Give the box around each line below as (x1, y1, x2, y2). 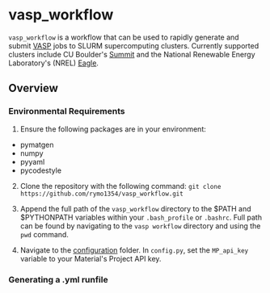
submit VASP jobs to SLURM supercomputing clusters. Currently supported (8, 40, 259, 50)
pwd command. (19, 229, 69, 239)
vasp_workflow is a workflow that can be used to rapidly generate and (8, 32, 240, 42)
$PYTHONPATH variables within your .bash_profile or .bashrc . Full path (19, 212, 263, 222)
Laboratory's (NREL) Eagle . (8, 58, 99, 68)
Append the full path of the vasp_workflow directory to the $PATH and (19, 203, 252, 213)
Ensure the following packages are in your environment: (19, 123, 206, 134)
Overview (8, 82, 59, 95)
